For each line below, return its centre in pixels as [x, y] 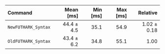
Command [20, 13]
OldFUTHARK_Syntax [29, 41]
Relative [148, 13]
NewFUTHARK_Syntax [29, 27]
